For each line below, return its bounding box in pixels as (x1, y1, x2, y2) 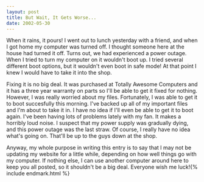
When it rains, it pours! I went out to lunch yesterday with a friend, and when (6, 37, 198, 44)
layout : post (6, 8, 40, 15)
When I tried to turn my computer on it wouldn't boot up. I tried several (6, 56, 184, 64)
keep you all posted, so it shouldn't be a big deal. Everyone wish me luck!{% (6, 163, 198, 170)
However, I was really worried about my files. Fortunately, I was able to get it (6, 93, 198, 101)
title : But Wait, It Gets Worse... (6, 15, 97, 21)
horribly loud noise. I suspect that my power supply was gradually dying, (6, 120, 189, 127)
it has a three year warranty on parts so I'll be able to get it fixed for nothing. (6, 87, 198, 95)
